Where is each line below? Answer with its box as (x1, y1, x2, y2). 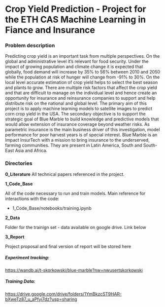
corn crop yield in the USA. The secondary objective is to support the (5, 111, 146, 117)
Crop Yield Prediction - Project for (5, 3, 146, 15)
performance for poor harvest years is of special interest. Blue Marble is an (5, 132, 158, 138)
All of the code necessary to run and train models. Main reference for (5, 190, 146, 196)
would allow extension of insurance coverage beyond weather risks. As (5, 121, 150, 127)
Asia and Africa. (15, 148, 48, 153)
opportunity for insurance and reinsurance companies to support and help (5, 95, 156, 101)
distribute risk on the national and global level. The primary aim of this (5, 100, 147, 107)
